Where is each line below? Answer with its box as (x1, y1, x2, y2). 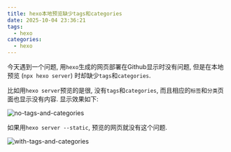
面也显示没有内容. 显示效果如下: (7, 95, 99, 103)
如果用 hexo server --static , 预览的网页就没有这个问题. (7, 123, 168, 131)
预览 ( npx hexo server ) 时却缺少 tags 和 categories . (7, 71, 151, 79)
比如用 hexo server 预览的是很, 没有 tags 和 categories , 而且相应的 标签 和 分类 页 (7, 86, 224, 94)
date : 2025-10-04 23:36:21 (7, 17, 86, 24)
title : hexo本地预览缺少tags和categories (7, 10, 122, 17)
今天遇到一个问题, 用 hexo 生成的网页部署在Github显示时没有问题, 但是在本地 (7, 63, 224, 70)
